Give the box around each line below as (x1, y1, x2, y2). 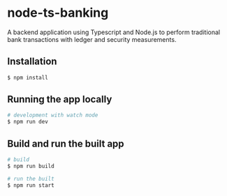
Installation (7, 56, 57, 68)
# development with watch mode (7, 112, 98, 119)
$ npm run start (7, 181, 54, 189)
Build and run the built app (7, 137, 124, 149)
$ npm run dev (7, 119, 49, 126)
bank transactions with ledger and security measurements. (7, 35, 177, 43)
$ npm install (7, 74, 49, 81)
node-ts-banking (7, 5, 109, 21)
